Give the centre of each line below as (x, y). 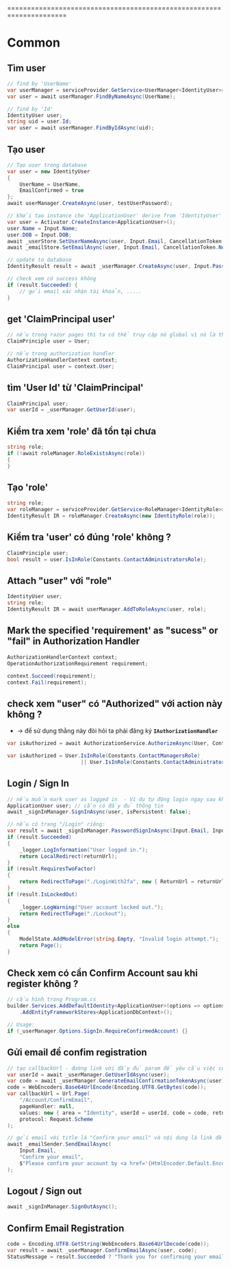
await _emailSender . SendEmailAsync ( (59, 1144)
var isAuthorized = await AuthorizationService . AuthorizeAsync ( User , (108, 743)
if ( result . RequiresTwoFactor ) (52, 869)
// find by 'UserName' (39, 84)
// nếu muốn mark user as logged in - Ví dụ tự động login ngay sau (111, 799)
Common (34, 43)
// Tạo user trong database (47, 165)
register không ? (43, 984)
